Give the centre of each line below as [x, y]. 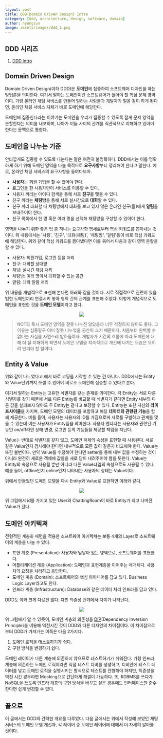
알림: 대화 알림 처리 [30, 282]
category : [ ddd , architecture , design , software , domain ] [65, 19]
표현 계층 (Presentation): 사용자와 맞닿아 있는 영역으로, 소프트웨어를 [77, 553]
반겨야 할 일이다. [38, 348]
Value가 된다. [18, 507]
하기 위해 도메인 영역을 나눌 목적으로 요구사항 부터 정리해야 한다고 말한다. [83, 165]
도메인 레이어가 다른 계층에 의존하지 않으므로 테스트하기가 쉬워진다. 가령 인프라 [80, 658]
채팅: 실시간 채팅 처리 [32, 270]
